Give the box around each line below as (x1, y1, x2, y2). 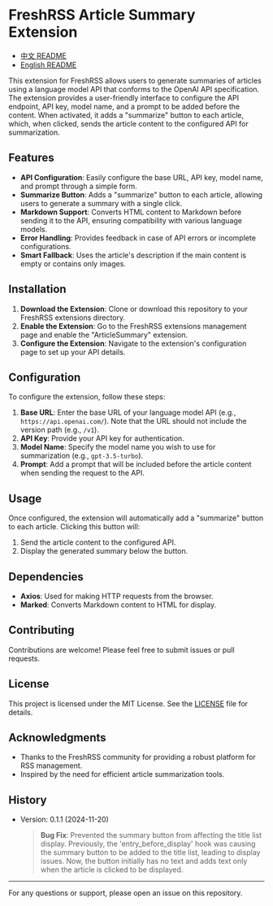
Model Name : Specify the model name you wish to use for (19, 442, 216, 452)
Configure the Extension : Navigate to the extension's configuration (19, 339, 247, 348)
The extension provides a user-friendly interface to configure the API (8, 93, 240, 102)
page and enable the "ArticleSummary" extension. (19, 330, 188, 339)
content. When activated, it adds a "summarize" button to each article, (8, 110, 245, 119)
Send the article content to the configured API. (19, 537, 176, 547)
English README (19, 59, 77, 70)
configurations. (19, 241, 71, 251)
